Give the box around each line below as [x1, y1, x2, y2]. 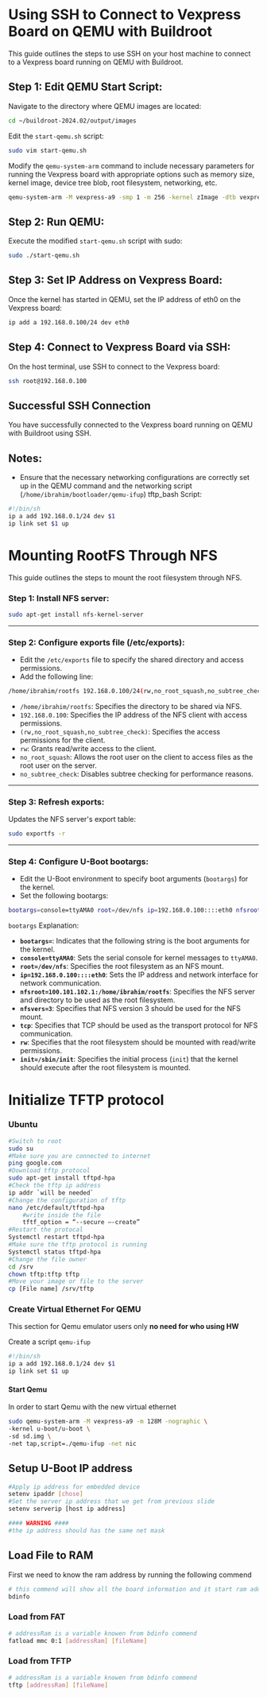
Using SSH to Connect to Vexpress [8, 6, 242, 24]
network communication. [19, 978, 102, 988]
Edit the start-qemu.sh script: [8, 131, 105, 141]
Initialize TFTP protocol [8, 1091, 164, 1109]
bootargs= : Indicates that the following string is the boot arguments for [19, 936, 250, 946]
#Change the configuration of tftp [8, 1196, 126, 1204]
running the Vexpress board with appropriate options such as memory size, [8, 169, 255, 179]
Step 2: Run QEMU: [8, 215, 105, 228]
